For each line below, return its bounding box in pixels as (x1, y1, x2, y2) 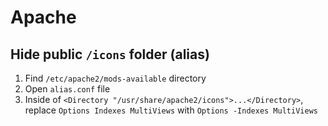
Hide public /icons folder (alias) (10, 46, 210, 63)
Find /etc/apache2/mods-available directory (24, 72, 207, 84)
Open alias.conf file (24, 83, 111, 95)
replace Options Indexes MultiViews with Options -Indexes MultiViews (24, 104, 318, 116)
